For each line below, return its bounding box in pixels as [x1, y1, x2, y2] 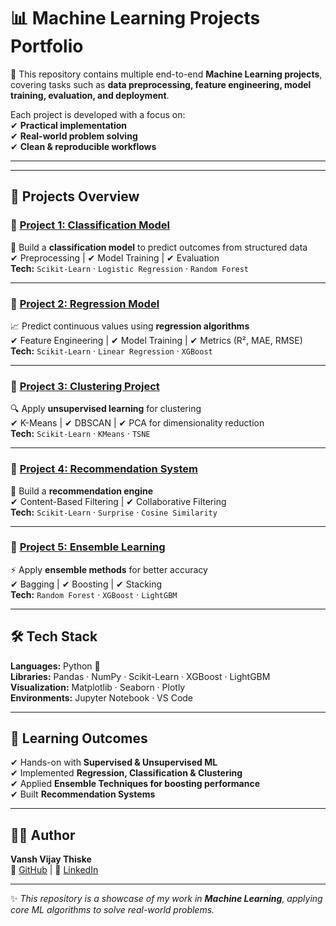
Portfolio [10, 35, 84, 58]
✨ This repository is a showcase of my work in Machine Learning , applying [10, 893, 323, 905]
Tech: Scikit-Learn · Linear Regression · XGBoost [10, 345, 213, 357]
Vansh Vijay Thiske [10, 853, 92, 865]
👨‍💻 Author [10, 826, 76, 844]
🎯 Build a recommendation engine [10, 485, 154, 497]
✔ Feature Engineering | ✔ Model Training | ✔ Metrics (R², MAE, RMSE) [10, 334, 303, 346]
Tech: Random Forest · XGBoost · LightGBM [10, 588, 178, 600]
